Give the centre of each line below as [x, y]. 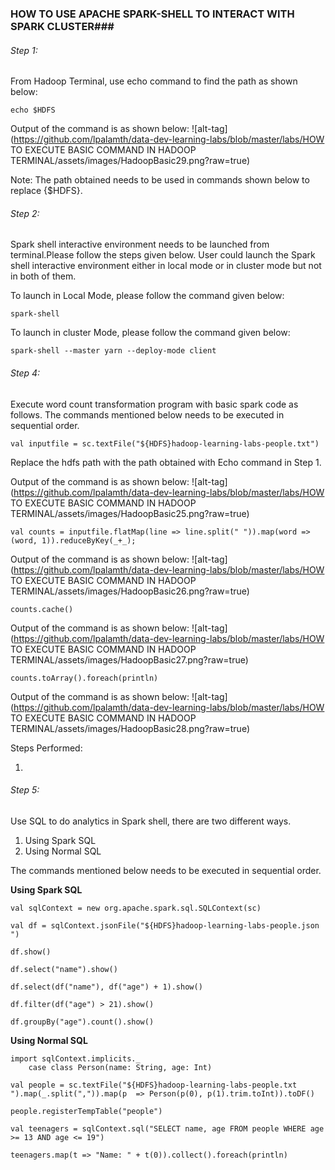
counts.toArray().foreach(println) [84, 678]
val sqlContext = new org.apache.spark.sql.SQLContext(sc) [136, 908]
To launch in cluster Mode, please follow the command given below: [150, 333]
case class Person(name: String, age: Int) [120, 1067]
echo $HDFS [33, 110]
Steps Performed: [46, 748]
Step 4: [25, 373]
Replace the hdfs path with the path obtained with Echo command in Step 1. [166, 462]
